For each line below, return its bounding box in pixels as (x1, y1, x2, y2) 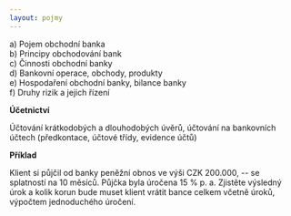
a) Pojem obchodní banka (9, 38, 106, 49)
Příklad (9, 149, 37, 160)
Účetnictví (9, 104, 50, 115)
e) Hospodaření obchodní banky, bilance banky (9, 77, 186, 87)
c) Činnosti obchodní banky (9, 57, 113, 68)
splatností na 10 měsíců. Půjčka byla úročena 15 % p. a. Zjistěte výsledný (9, 177, 282, 188)
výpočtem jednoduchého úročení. (9, 196, 136, 207)
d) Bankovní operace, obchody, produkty (9, 67, 164, 78)
